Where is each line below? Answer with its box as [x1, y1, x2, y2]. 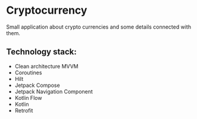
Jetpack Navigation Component [14, 87, 93, 95]
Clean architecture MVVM [14, 62, 79, 70]
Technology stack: [6, 47, 77, 57]
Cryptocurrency [6, 4, 87, 17]
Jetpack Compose [14, 82, 61, 89]
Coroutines [14, 69, 42, 76]
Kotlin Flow [14, 94, 42, 101]
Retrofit [14, 107, 33, 114]
